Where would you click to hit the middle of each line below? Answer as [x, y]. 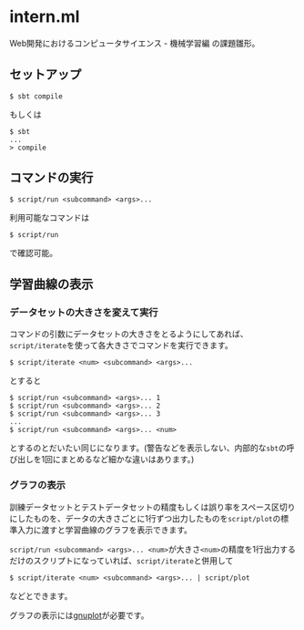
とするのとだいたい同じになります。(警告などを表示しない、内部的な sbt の [148, 448]
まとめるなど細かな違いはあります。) [127, 460]
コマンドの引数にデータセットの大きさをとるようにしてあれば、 [129, 334]
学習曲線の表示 [51, 284]
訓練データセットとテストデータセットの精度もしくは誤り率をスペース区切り [152, 507]
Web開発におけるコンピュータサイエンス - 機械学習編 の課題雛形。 [135, 43]
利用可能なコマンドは [49, 217]
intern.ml [45, 17]
